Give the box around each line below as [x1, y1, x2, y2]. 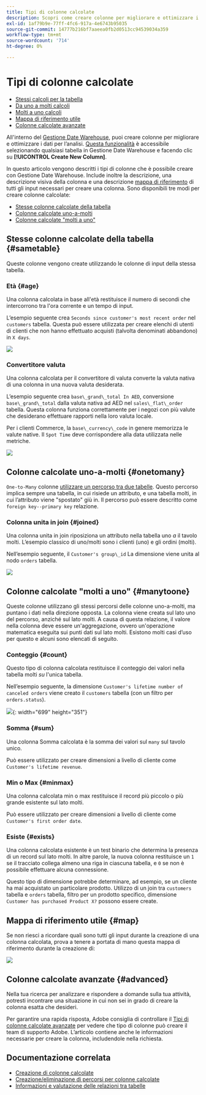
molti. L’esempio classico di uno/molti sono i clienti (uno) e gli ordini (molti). [6, 538, 197, 546]
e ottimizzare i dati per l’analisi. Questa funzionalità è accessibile [6, 139, 169, 147]
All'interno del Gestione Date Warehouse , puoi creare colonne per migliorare [6, 133, 199, 141]
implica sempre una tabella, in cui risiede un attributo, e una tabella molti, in [6, 490, 197, 497]
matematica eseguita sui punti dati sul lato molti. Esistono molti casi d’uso [6, 629, 192, 636]
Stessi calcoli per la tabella [15, 95, 83, 103]
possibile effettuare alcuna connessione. [6, 866, 109, 873]
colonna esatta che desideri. [6, 1003, 78, 1011]
